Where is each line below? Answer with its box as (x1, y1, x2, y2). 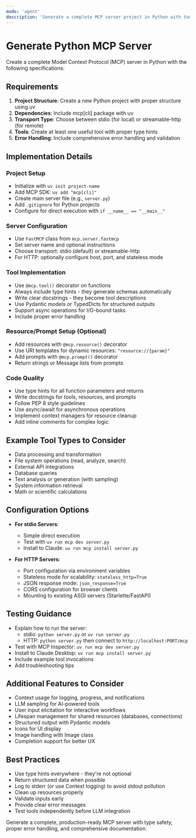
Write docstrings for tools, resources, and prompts (14, 393, 136, 401)
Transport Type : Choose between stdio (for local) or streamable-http (14, 116, 181, 123)
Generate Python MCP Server (6, 39, 152, 53)
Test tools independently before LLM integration (14, 808, 131, 815)
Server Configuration (6, 222, 68, 230)
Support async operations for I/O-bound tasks (14, 307, 126, 314)
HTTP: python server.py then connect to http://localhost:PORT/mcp (23, 637, 188, 644)
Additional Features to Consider (6, 678, 124, 688)
